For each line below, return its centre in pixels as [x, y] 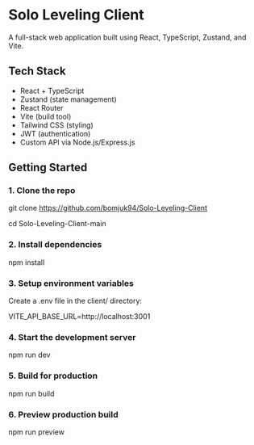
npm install [27, 262]
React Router [42, 107]
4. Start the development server [72, 337]
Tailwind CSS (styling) [57, 125]
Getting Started [48, 168]
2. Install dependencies [55, 245]
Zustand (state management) [68, 99]
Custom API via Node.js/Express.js [77, 142]
